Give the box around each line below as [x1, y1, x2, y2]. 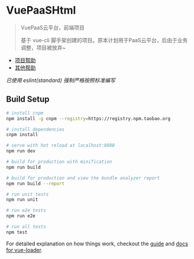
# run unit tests [6, 191, 49, 197]
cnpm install [6, 132, 38, 138]
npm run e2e [6, 213, 35, 219]
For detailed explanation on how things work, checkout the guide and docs [6, 240, 188, 247]
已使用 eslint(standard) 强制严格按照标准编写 [6, 77, 115, 84]
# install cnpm [6, 110, 44, 116]
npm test [6, 229, 28, 235]
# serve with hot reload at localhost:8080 [6, 143, 115, 149]
